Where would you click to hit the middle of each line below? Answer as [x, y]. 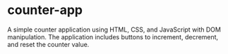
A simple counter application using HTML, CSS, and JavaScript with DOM [114, 29]
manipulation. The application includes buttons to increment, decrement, [113, 36]
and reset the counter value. [48, 44]
